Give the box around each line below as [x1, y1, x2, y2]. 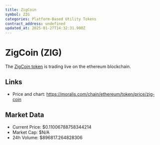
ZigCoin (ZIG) [5, 47, 62, 59]
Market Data [5, 111, 44, 119]
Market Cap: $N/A [12, 129, 50, 135]
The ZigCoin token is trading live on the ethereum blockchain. [5, 64, 131, 70]
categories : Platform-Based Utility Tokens [5, 16, 97, 21]
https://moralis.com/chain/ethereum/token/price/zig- [46, 91, 155, 97]
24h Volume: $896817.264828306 [12, 135, 83, 141]
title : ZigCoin [5, 7, 37, 12]
